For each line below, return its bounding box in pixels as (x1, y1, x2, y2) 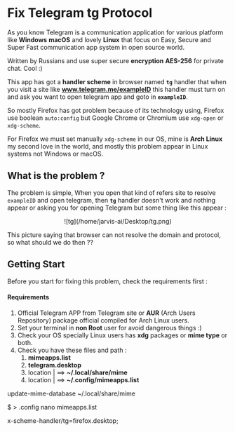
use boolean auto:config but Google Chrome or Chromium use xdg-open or (7, 114, 224, 122)
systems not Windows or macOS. (7, 149, 104, 158)
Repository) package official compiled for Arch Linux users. (17, 316, 189, 324)
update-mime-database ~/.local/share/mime (7, 389, 135, 398)
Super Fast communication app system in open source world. (7, 43, 184, 51)
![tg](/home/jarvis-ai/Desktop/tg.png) (64, 217, 172, 225)
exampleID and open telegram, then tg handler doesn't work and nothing (7, 196, 216, 204)
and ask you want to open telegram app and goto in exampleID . (7, 93, 188, 101)
